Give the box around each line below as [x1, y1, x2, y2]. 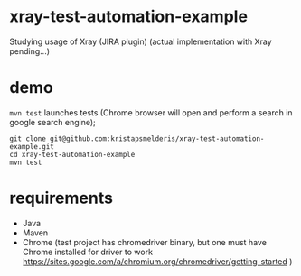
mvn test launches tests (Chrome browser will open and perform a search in [9, 106, 293, 118]
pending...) [9, 45, 51, 56]
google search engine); [9, 116, 97, 127]
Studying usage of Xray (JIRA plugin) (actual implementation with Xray [9, 36, 273, 47]
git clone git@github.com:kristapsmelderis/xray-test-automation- [9, 133, 265, 143]
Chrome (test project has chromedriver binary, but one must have [22, 236, 267, 247]
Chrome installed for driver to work [22, 246, 154, 257]
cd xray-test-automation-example [9, 150, 136, 159]
